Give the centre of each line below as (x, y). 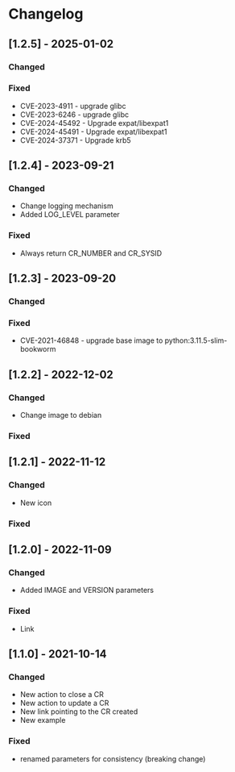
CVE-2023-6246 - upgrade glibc (74, 115)
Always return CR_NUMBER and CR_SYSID (91, 253)
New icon (36, 503)
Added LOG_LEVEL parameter (70, 215)
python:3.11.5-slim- (196, 340)
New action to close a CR (62, 695)
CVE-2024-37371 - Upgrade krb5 (75, 140)
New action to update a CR (64, 703)
